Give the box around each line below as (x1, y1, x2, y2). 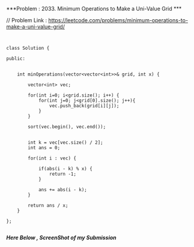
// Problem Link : (6, 17, 47, 23)
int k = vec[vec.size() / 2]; (28, 140, 103, 146)
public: (6, 56, 26, 62)
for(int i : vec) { (28, 155, 77, 161)
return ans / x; (28, 203, 68, 209)
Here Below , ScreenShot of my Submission (6, 234, 117, 241)
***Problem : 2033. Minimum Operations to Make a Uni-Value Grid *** (6, 5, 182, 12)
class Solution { (6, 45, 50, 51)
